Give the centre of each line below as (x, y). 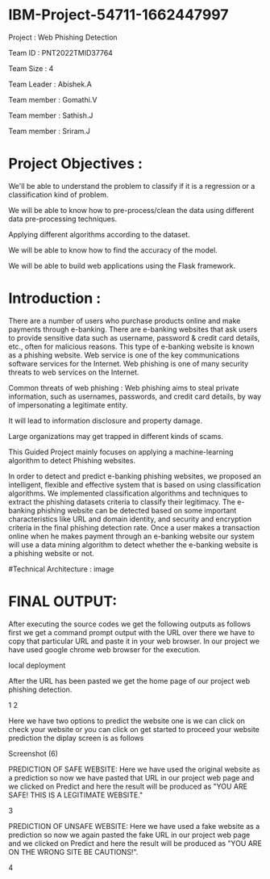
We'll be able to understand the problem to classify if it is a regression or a (132, 186)
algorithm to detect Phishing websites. (72, 460)
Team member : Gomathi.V (53, 99)
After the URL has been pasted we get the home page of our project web (129, 680)
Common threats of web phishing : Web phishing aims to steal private (124, 387)
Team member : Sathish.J (51, 115)
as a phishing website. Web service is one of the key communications (124, 355)
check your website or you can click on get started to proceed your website (134, 729)
